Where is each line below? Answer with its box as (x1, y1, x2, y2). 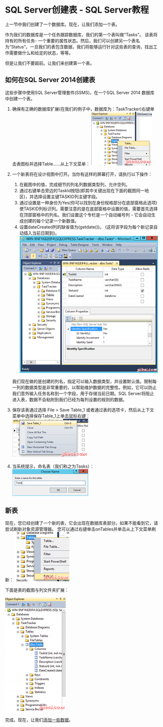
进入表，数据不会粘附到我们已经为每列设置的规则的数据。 (12, 397, 127, 402)
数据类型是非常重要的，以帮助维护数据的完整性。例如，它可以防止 (25, 384, 157, 390)
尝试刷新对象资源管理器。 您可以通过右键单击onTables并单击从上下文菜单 (5, 526, 152, 532)
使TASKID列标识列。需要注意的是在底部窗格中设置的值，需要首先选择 (19, 206, 158, 212)
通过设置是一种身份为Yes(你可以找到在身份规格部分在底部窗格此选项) (19, 199, 158, 205)
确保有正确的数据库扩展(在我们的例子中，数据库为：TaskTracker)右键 (12, 106, 150, 112)
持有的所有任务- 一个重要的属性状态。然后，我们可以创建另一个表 (5, 37, 136, 44)
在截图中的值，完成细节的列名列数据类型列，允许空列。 (19, 182, 130, 187)
